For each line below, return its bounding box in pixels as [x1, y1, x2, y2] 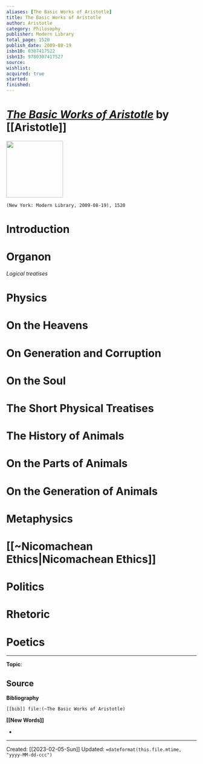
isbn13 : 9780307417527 [6, 54, 63, 60]
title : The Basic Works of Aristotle [6, 14, 101, 21]
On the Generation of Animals [6, 484, 158, 498]
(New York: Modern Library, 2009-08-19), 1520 [6, 202, 126, 208]
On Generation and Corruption [6, 346, 162, 360]
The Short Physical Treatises [6, 402, 154, 415]
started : [6, 76, 28, 82]
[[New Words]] [6, 716, 44, 724]
